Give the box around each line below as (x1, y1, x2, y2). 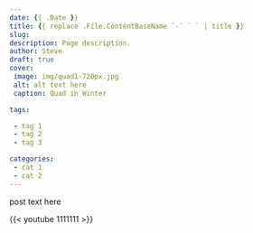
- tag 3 (13, 138, 42, 147)
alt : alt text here (13, 80, 88, 89)
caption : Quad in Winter (13, 89, 107, 98)
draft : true (9, 55, 54, 64)
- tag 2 (13, 130, 42, 139)
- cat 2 (13, 171, 42, 181)
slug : (9, 30, 30, 39)
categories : (9, 154, 54, 163)
